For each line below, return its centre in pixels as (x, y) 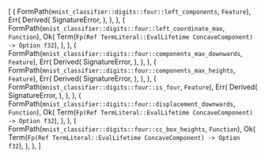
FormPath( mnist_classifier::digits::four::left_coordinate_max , (117, 28)
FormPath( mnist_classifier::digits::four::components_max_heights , (122, 70)
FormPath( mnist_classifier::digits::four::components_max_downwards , (125, 53)
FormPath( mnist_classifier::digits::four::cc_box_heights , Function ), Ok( (132, 129)
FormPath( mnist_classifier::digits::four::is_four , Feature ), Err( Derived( (133, 87)
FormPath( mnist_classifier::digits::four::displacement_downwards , (122, 103)
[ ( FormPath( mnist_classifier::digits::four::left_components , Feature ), (130, 11)
